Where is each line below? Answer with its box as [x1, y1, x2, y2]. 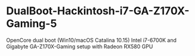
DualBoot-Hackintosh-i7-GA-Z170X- [6, 4, 190, 18]
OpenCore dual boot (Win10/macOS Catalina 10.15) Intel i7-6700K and [6, 36, 177, 43]
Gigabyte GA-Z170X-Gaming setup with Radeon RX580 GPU [6, 43, 153, 50]
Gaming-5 [6, 17, 58, 30]
